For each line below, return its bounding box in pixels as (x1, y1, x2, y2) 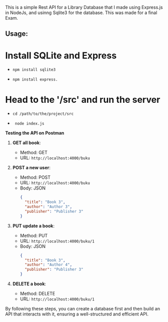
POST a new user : (12, 165, 51, 171)
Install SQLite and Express (5, 50, 117, 61)
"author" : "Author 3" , (24, 204, 72, 210)
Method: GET (20, 150, 48, 156)
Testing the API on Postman (5, 130, 64, 136)
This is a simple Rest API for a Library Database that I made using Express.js (5, 5, 163, 10)
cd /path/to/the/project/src (12, 111, 74, 116)
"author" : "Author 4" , (24, 262, 72, 268)
